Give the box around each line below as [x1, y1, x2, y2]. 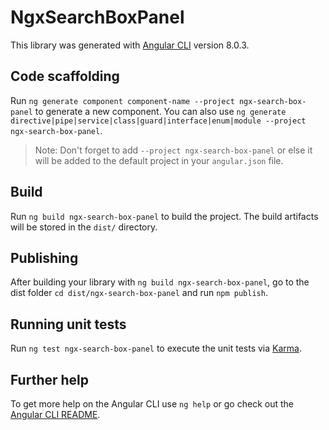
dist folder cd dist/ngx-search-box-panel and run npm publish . [10, 287, 268, 299]
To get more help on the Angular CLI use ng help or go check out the [10, 398, 294, 410]
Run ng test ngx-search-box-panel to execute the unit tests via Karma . [10, 342, 302, 355]
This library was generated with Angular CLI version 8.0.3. [10, 39, 250, 51]
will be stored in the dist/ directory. [10, 221, 158, 233]
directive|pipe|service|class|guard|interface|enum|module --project [10, 116, 307, 126]
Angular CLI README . [10, 409, 101, 420]
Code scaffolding [10, 68, 120, 85]
